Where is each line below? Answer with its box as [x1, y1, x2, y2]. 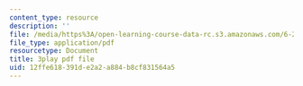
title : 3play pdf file [9, 55, 95, 64]
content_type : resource [9, 13, 99, 22]
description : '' [9, 21, 70, 30]
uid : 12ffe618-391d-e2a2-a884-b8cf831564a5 [9, 64, 176, 73]
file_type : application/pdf [9, 38, 115, 47]
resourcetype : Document [9, 47, 99, 56]
